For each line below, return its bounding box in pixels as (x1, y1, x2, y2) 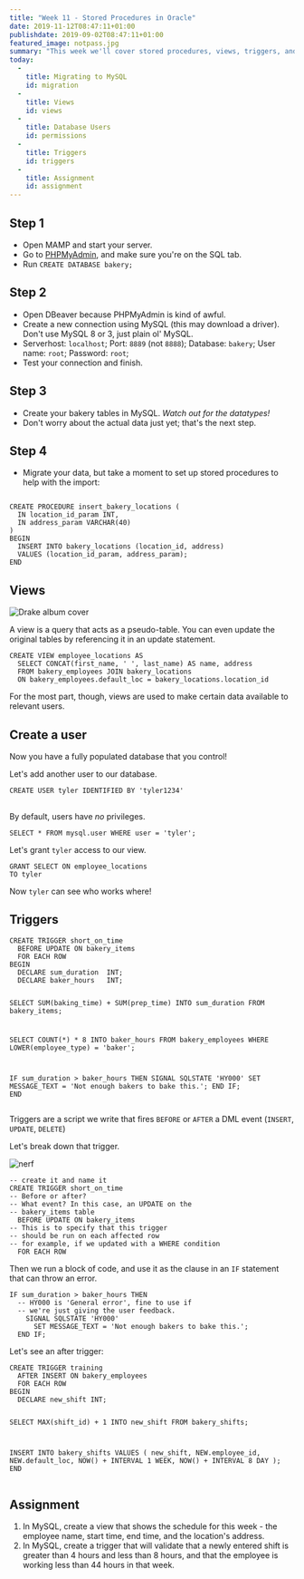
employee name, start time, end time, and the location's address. (22, 1530, 265, 1541)
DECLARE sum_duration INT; (17, 967, 124, 977)
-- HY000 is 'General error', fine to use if (17, 1298, 193, 1308)
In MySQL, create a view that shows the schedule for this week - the (22, 1520, 278, 1532)
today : (9, 55, 34, 64)
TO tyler (9, 870, 43, 879)
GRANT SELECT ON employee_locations (9, 862, 147, 871)
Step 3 (9, 383, 47, 399)
